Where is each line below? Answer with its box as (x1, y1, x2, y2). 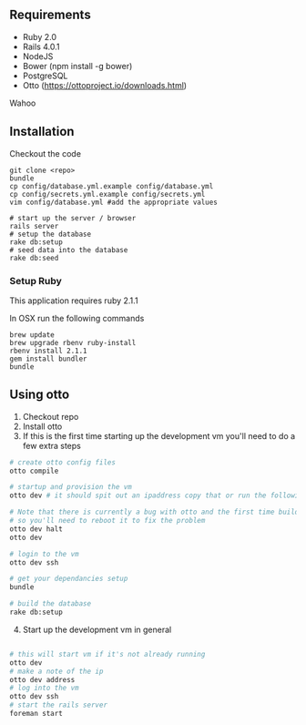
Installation (9, 124, 75, 139)
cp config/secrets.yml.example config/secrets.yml (9, 189, 206, 199)
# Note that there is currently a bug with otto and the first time (9, 507, 275, 517)
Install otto (22, 421, 63, 432)
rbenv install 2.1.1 (9, 346, 88, 355)
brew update (9, 330, 55, 340)
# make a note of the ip (9, 667, 104, 676)
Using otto (9, 387, 70, 403)
